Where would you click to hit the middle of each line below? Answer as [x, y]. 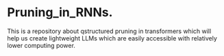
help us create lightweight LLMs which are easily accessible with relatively [112, 38]
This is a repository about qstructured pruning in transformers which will [109, 31]
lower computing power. [41, 45]
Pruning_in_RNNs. [60, 12]
